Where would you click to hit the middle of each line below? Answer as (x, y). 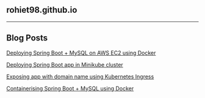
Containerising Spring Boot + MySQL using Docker (70, 88)
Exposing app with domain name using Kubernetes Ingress (80, 77)
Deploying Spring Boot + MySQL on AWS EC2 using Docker (81, 53)
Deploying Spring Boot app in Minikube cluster (65, 64)
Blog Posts (27, 38)
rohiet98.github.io (42, 10)
